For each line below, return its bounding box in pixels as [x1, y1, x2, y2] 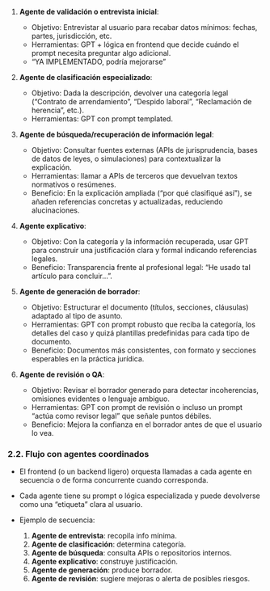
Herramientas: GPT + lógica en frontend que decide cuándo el [31, 40, 239, 49]
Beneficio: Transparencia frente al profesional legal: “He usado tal [31, 263, 251, 272]
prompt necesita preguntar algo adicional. [31, 49, 171, 57]
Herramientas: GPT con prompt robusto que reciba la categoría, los [31, 319, 256, 329]
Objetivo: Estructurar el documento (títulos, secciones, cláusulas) [31, 302, 249, 312]
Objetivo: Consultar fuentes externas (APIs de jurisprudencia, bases [31, 146, 258, 154]
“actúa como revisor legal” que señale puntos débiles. [31, 412, 212, 420]
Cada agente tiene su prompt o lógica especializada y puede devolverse [19, 491, 260, 500]
